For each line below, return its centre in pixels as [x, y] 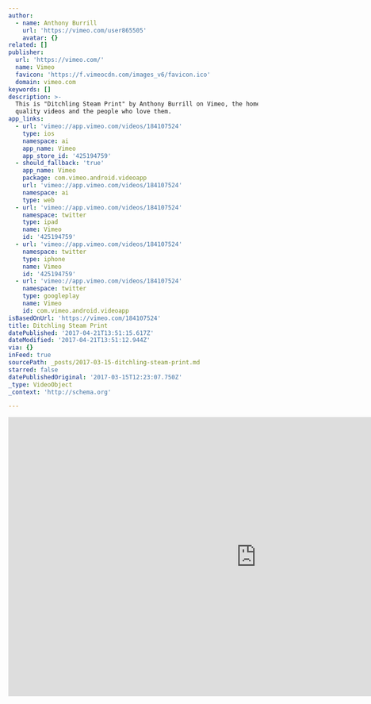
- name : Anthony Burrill [56, 23]
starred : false [33, 370]
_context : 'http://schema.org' [60, 392]
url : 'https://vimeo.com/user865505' [85, 30]
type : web [39, 200]
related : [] [28, 45]
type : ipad [40, 222]
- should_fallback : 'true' [60, 163]
